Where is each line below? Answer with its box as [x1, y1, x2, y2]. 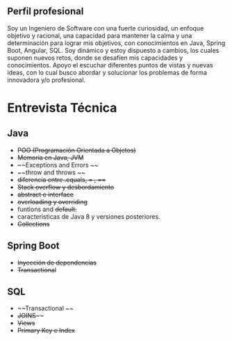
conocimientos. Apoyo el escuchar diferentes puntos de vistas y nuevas [7, 60, 213, 69]
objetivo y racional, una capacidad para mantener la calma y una [7, 31, 192, 40]
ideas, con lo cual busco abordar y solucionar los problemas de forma [7, 68, 207, 76]
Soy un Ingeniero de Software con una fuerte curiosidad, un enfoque [7, 24, 204, 32]
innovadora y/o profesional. [7, 76, 85, 84]
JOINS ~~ [17, 312, 44, 320]
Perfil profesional [7, 6, 84, 17]
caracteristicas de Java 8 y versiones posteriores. [17, 212, 161, 221]
